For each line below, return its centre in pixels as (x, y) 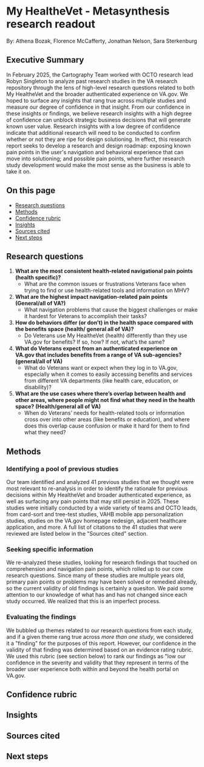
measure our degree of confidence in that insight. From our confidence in (98, 107)
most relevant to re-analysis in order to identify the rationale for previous (97, 489)
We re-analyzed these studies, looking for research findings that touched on (102, 562)
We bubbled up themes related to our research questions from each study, (100, 630)
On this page (31, 190)
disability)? (38, 387)
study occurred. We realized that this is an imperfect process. (83, 601)
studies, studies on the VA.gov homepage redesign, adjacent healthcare (97, 521)
